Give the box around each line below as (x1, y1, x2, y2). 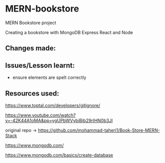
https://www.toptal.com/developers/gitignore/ (5, 102, 101, 108)
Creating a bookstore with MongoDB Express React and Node (5, 29, 133, 35)
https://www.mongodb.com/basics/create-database (5, 152, 113, 158)
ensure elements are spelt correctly (12, 74, 87, 80)
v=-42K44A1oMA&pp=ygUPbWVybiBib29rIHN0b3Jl (5, 117, 113, 123)
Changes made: (5, 44, 56, 53)
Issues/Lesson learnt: (5, 61, 75, 69)
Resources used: (5, 89, 59, 98)
